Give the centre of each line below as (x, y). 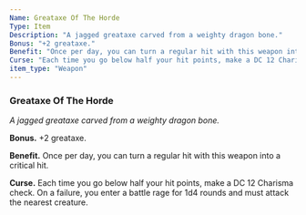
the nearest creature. (49, 202)
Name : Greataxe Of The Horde (65, 18)
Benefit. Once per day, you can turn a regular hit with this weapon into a (145, 156)
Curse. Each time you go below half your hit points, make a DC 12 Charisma (152, 183)
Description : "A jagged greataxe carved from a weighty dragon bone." (146, 35)
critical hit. (29, 166)
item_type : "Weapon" (49, 69)
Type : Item (30, 26)
